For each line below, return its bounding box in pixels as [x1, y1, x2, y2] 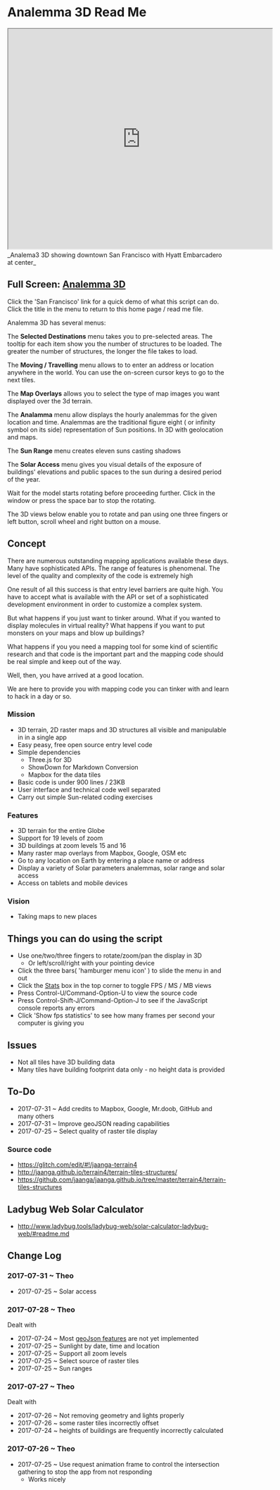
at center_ [7, 258, 37, 266]
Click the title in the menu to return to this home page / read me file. [7, 304, 204, 313]
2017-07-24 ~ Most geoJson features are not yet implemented [17, 1334, 199, 1342]
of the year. [7, 475, 41, 483]
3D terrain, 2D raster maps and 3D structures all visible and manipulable [17, 725, 227, 734]
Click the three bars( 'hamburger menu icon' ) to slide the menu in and [17, 966, 222, 975]
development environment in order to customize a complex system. [7, 600, 203, 608]
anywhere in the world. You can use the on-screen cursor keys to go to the [7, 368, 224, 377]
